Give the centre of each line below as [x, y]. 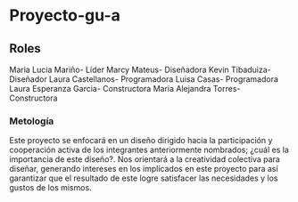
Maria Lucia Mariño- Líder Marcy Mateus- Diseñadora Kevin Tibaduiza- [141, 69]
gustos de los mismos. [50, 188]
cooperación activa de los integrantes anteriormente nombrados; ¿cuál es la [149, 150]
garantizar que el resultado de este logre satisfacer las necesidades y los [144, 178]
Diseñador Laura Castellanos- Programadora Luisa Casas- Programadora [144, 79]
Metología [32, 121]
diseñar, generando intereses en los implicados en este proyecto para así [144, 169]
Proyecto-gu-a [65, 16]
